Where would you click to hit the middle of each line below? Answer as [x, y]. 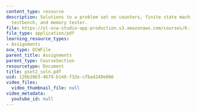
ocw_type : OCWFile [28, 50]
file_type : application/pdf [40, 33]
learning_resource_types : [38, 39]
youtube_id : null [33, 99]
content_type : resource [35, 11]
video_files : [22, 83]
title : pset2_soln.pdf [34, 72]
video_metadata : [26, 93]
